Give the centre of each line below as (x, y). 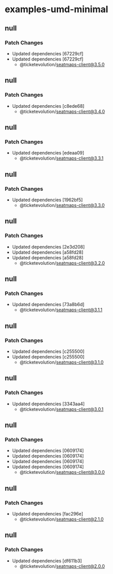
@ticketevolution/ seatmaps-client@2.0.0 (62, 566)
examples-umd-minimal (56, 9)
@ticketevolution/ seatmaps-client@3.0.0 (62, 472)
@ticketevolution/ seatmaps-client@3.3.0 (62, 205)
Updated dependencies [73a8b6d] (48, 305)
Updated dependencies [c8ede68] (48, 106)
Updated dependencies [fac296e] (47, 514)
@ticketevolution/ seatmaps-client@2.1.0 (62, 519)
